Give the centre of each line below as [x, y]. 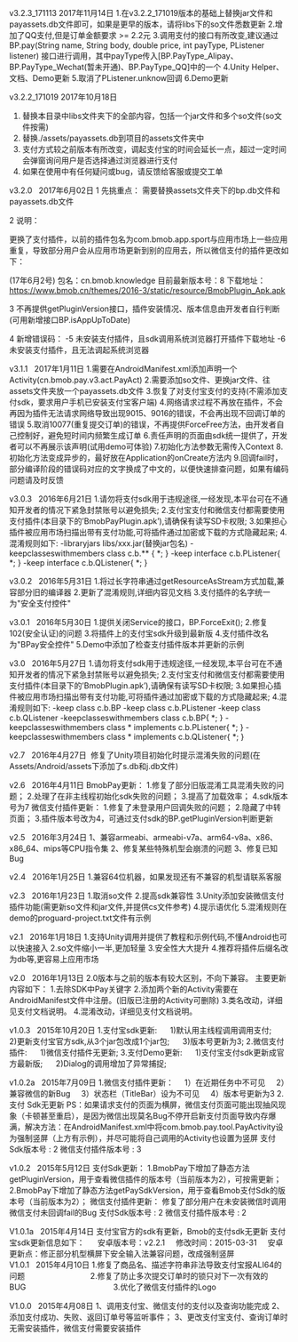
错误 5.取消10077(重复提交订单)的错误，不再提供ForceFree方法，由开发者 [143, 424]
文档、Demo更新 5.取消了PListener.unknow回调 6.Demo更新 [119, 78]
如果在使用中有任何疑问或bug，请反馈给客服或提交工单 [122, 171]
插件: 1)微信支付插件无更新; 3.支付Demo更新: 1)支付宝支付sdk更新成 [143, 1053]
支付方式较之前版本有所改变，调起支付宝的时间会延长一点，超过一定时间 [154, 149]
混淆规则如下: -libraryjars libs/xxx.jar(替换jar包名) [99, 543]
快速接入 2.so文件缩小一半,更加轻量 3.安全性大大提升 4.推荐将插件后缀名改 [153, 948]
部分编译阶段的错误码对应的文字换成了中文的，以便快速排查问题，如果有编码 [149, 469]
